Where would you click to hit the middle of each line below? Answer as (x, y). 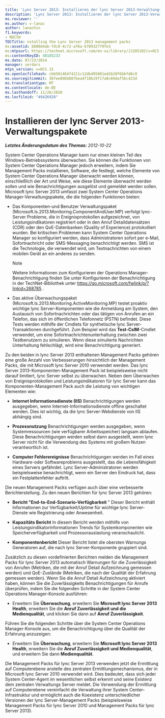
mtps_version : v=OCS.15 (29, 70)
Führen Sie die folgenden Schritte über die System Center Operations (75, 624)
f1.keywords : (18, 33)
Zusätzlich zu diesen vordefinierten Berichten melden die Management (77, 557)
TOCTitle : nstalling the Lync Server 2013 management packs (68, 42)
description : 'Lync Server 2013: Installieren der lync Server (71, 14)
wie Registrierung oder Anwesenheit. (66, 513)
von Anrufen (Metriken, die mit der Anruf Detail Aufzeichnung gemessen (78, 567)
